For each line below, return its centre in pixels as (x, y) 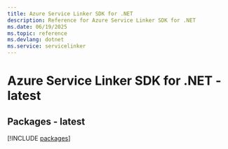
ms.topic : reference (38, 33)
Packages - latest (46, 121)
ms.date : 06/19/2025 (38, 27)
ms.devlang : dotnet (36, 40)
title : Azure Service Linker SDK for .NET (70, 14)
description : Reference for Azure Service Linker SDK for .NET (102, 20)
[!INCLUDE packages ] (39, 138)
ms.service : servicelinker (47, 46)
